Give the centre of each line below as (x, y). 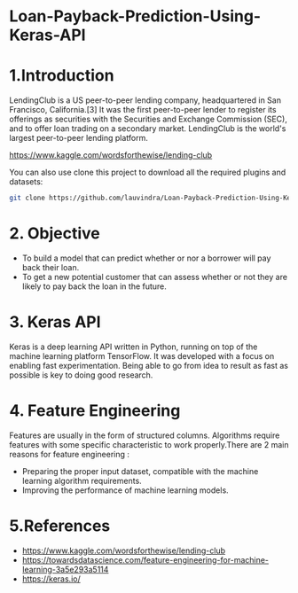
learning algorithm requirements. (82, 480)
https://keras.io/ (51, 579)
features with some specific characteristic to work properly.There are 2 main (149, 444)
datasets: (26, 182)
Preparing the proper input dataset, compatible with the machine (140, 471)
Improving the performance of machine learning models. (125, 490)
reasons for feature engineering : (70, 454)
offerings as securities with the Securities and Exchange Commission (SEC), (149, 119)
